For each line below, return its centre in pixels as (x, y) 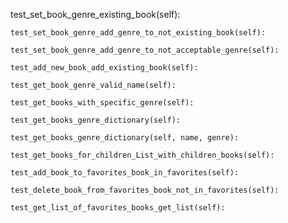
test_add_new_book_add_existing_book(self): (104, 68)
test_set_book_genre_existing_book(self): (95, 14)
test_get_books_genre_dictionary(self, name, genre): (125, 138)
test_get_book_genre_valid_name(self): (93, 85)
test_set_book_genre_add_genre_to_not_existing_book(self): (138, 33)
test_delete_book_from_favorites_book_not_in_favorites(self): (145, 190)
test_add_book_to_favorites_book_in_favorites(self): (125, 173)
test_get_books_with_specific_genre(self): (102, 103)
